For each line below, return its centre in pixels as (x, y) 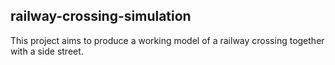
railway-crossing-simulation (101, 16)
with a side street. (47, 51)
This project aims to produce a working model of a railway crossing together (167, 40)
